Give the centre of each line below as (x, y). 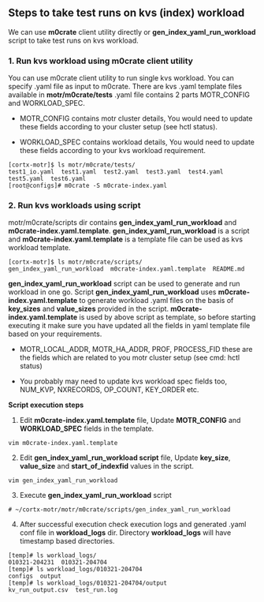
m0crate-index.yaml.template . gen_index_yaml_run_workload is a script (129, 231)
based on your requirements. (55, 334)
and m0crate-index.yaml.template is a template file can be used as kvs (125, 239)
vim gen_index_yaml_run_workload (63, 480)
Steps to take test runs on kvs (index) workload (126, 13)
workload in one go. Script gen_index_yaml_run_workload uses (112, 292)
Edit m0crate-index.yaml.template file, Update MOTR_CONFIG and (130, 421)
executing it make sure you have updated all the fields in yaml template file (129, 326)
